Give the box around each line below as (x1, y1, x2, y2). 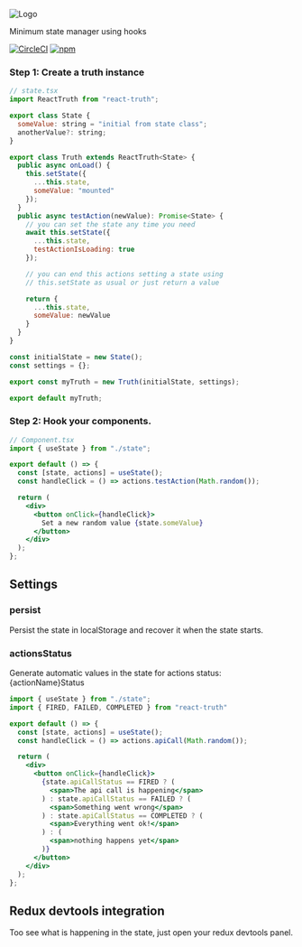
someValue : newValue (32, 311, 111, 320)
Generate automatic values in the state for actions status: (9, 668, 222, 679)
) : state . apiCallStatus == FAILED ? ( (41, 794, 192, 803)
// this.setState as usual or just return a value (25, 278, 220, 287)
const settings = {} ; (9, 361, 91, 370)
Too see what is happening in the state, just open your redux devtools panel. (9, 927, 294, 938)
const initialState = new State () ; (9, 352, 143, 361)
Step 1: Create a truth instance (9, 66, 145, 79)
